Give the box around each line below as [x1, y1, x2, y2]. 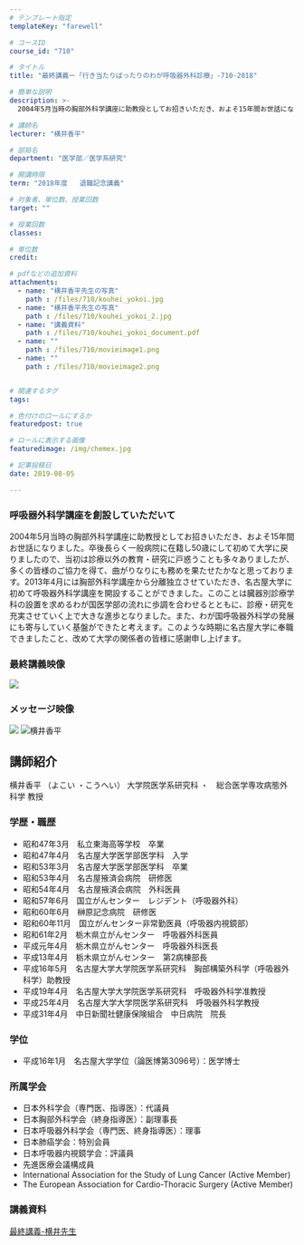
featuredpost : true [9, 420, 83, 429]
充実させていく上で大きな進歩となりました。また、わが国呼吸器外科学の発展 [9, 610, 295, 621]
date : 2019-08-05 [9, 468, 75, 478]
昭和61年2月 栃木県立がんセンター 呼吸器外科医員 [22, 929, 219, 940]
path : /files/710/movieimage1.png [25, 345, 160, 354]
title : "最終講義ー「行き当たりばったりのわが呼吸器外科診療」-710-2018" [9, 72, 258, 81]
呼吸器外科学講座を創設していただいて [9, 508, 176, 521]
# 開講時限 [9, 170, 45, 179]
